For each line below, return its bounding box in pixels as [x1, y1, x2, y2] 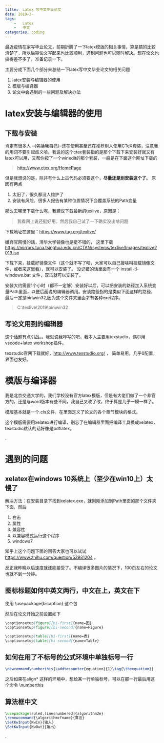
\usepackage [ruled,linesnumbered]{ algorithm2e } [5, 711, 104, 716]
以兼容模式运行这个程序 [12, 532, 60, 538]
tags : [5, 16, 16, 21]
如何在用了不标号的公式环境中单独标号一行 [5, 653, 133, 661]
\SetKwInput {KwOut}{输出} [5, 724, 56, 730]
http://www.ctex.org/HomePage [17, 165, 82, 171]
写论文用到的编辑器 [5, 320, 63, 328]
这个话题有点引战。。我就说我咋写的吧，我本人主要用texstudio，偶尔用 [5, 333, 145, 340]
